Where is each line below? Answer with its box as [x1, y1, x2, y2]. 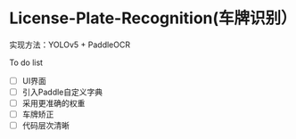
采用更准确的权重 [21, 98, 86, 109]
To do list [9, 57, 43, 68]
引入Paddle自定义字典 [21, 86, 103, 97]
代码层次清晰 [21, 120, 70, 131]
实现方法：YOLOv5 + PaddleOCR [9, 39, 131, 50]
